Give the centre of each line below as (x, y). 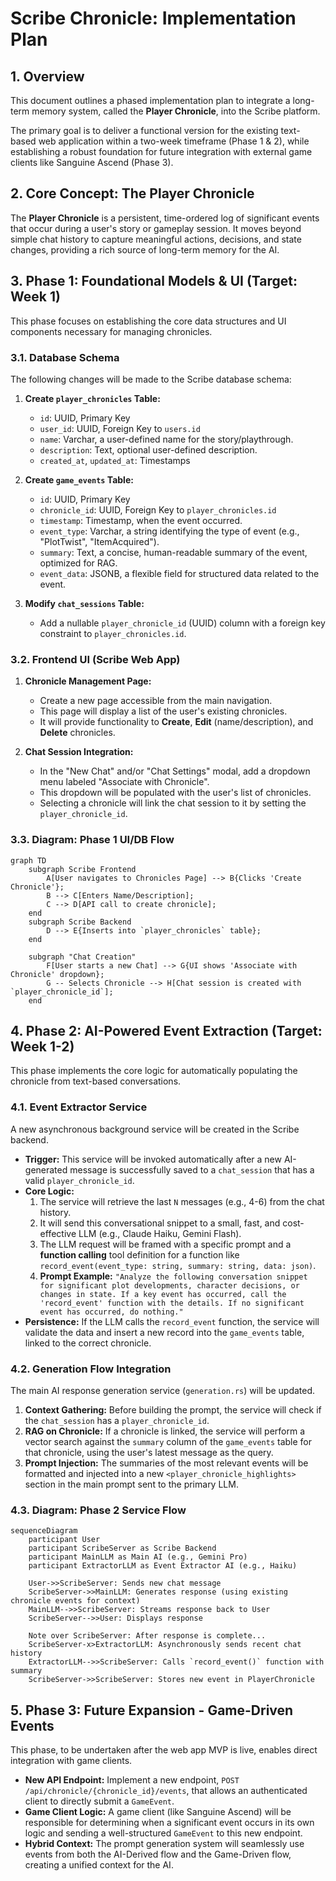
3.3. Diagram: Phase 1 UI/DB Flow (92, 840)
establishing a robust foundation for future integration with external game (161, 151)
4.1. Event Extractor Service (79, 1107)
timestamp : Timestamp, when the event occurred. (141, 520)
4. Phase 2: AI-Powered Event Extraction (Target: (166, 1030)
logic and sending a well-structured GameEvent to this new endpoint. (163, 1833)
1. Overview (47, 76)
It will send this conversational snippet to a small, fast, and (160, 1223)
